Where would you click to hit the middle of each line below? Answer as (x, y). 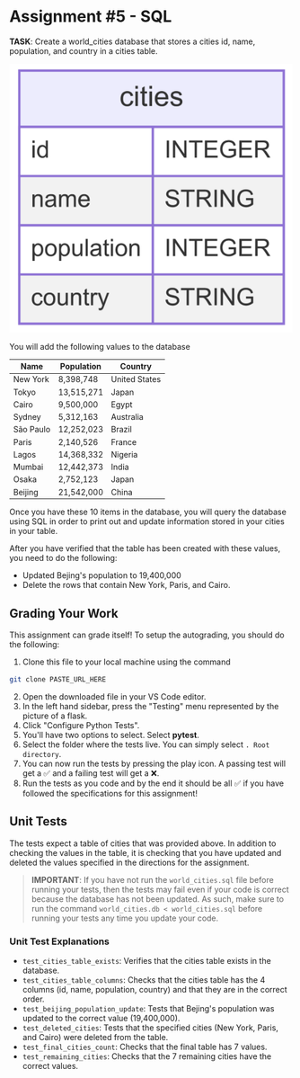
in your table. (34, 531)
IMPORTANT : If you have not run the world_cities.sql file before (152, 879)
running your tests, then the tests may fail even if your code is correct (160, 889)
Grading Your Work (64, 613)
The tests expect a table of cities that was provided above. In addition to (143, 843)
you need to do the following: (63, 558)
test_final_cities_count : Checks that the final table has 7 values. (145, 1047)
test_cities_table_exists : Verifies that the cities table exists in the (146, 960)
